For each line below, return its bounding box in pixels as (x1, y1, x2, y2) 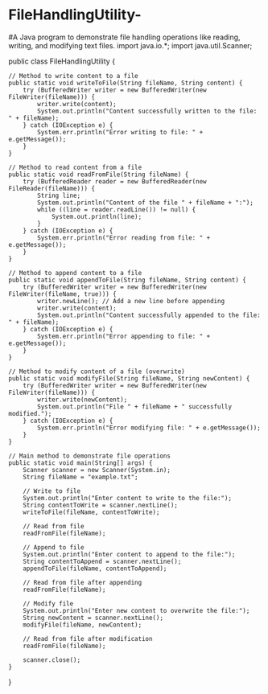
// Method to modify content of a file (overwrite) (8, 368, 185, 376)
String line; (37, 191, 81, 199)
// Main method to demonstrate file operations (8, 452, 171, 460)
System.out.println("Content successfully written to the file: (37, 107, 258, 115)
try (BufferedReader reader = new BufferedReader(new (23, 177, 207, 186)
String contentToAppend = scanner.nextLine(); (23, 557, 182, 565)
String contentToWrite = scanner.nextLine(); (23, 501, 179, 509)
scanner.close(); (23, 655, 81, 664)
